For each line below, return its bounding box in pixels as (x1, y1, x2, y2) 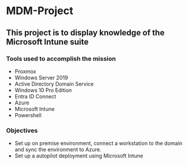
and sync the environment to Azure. (14, 146, 102, 153)
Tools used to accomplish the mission (6, 54, 116, 62)
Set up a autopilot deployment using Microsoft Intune (14, 152, 143, 160)
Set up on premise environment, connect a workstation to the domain (14, 140, 183, 147)
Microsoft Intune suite (6, 37, 89, 47)
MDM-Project (6, 4, 73, 18)
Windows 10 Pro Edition (14, 87, 72, 94)
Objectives (6, 126, 38, 134)
